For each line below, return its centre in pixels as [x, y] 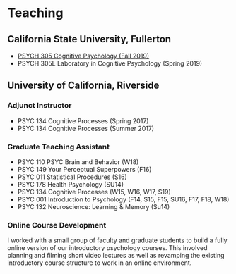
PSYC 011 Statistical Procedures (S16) [72, 177]
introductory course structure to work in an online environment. [100, 263]
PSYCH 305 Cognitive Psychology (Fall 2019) [83, 56]
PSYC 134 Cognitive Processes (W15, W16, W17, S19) [94, 192]
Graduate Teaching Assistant [59, 147]
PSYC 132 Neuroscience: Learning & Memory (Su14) [94, 206]
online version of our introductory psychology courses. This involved [107, 248]
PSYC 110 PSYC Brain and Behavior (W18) [78, 162]
